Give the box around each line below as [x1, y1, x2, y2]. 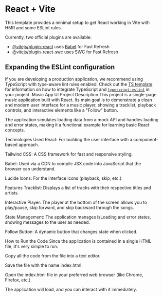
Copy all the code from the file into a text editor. [5, 253, 101, 258]
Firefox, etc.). [5, 277, 32, 283]
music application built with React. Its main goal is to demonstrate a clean [5, 97, 152, 103]
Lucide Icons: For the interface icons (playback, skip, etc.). [5, 175, 123, 181]
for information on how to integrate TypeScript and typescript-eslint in [5, 86, 150, 92]
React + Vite [5, 3, 56, 15]
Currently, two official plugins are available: [5, 34, 92, 40]
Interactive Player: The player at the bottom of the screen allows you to [5, 199, 147, 205]
